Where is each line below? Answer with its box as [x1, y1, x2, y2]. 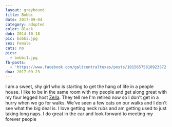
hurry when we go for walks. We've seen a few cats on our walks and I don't [5, 100, 167, 105]
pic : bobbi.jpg [5, 36, 38, 41]
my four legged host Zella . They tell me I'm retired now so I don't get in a [5, 94, 159, 100]
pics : [5, 50, 17, 55]
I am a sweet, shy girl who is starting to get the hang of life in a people [5, 83, 154, 90]
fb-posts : [5, 60, 27, 65]
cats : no [5, 46, 24, 51]
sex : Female [5, 41, 31, 46]
